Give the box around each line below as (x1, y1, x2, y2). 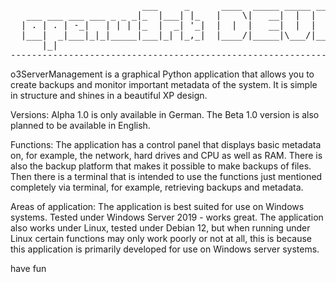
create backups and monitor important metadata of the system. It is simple (10, 79, 318, 90)
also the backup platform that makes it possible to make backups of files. (10, 160, 312, 172)
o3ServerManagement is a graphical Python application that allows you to (10, 68, 315, 80)
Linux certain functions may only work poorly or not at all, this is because (10, 233, 313, 244)
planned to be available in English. (10, 120, 151, 131)
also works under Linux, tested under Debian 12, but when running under (10, 222, 311, 234)
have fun (10, 263, 47, 274)
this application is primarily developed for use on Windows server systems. (10, 243, 320, 255)
